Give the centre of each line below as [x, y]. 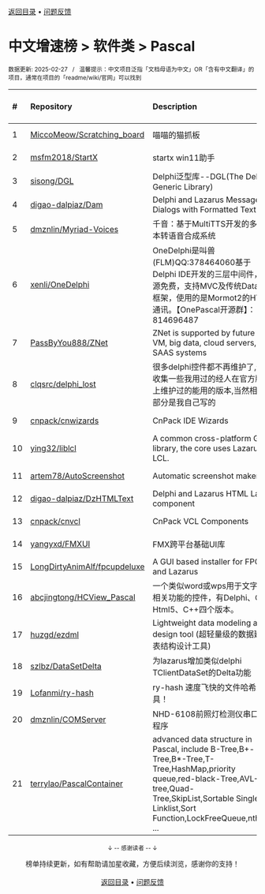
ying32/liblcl [53, 448]
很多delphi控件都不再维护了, [205, 367]
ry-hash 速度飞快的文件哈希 [204, 687]
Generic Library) [183, 186]
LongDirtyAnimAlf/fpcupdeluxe [88, 567]
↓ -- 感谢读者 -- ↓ [132, 848]
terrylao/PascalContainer [77, 784]
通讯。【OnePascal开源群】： [204, 309]
